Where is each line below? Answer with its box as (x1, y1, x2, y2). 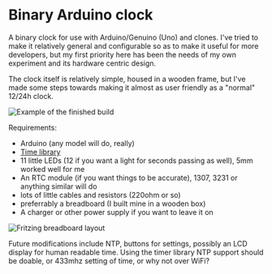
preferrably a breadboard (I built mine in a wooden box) (19, 199, 206, 208)
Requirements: (8, 122, 57, 132)
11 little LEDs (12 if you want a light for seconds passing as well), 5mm (19, 156, 253, 165)
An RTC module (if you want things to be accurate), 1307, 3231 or (19, 173, 238, 182)
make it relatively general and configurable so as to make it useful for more (8, 41, 259, 50)
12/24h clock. (8, 91, 54, 101)
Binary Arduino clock (8, 6, 153, 24)
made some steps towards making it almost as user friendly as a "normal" (8, 83, 256, 92)
